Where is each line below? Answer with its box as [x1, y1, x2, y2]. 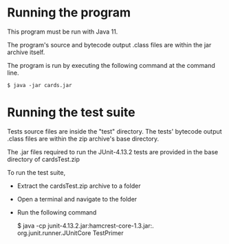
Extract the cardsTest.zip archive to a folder [17, 182, 141, 190]
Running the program [7, 5, 131, 21]
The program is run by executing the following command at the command [7, 61, 215, 69]
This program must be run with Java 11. [7, 27, 118, 36]
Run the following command [17, 208, 97, 217]
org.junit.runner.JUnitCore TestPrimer [17, 228, 124, 237]
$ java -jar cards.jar [7, 82, 72, 88]
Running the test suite [7, 105, 135, 121]
